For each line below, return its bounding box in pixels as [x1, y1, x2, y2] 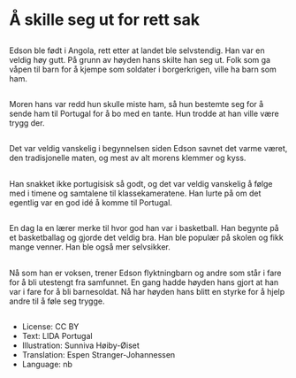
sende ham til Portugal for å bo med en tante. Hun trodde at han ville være [9, 108, 280, 119]
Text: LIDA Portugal [21, 330, 93, 341]
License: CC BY [21, 320, 80, 332]
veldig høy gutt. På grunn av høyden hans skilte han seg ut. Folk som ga [9, 54, 271, 65]
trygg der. [9, 117, 45, 128]
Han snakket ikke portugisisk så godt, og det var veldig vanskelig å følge [9, 178, 273, 189]
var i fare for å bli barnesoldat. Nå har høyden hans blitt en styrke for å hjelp [9, 286, 285, 297]
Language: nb [21, 359, 73, 369]
